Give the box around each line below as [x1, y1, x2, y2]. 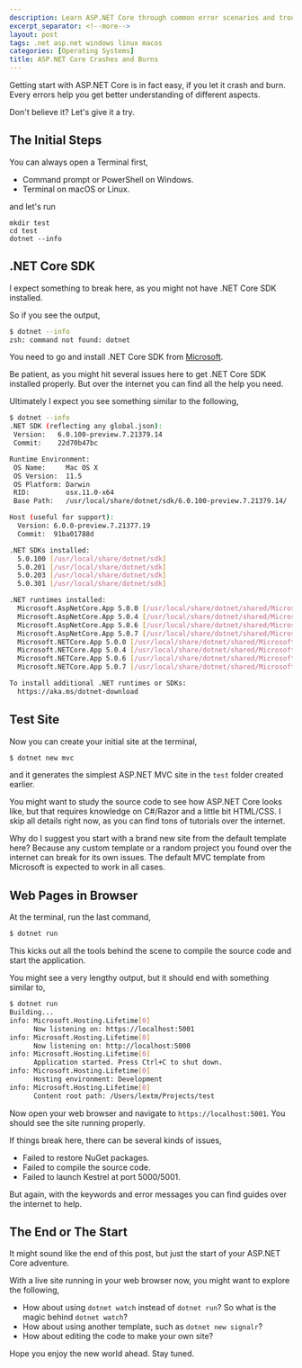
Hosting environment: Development [32, 1075, 164, 1084]
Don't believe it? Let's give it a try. [9, 107, 135, 117]
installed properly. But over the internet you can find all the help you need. [9, 379, 284, 390]
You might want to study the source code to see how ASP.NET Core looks [9, 796, 283, 807]
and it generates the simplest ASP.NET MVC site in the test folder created [9, 769, 284, 780]
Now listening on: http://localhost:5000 [32, 1041, 191, 1050]
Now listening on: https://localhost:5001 [32, 1024, 195, 1033]
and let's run [9, 201, 57, 211]
